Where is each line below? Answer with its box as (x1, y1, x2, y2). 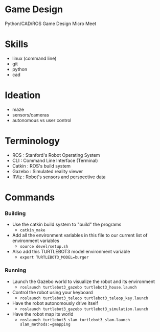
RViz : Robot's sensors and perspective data (12, 174, 106, 180)
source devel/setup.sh (19, 244, 68, 249)
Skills (5, 38, 29, 50)
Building (5, 209, 26, 217)
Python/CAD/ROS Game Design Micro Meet (5, 20, 97, 27)
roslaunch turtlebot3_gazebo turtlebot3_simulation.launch (19, 306, 149, 312)
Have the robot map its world (12, 311, 74, 317)
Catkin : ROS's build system (12, 162, 71, 169)
